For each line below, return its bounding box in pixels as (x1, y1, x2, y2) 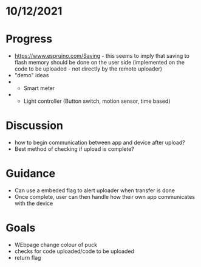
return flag (14, 254, 41, 261)
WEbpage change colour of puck (14, 241, 98, 248)
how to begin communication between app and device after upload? (14, 139, 186, 147)
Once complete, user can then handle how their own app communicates (14, 193, 196, 200)
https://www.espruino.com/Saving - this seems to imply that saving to (14, 52, 189, 60)
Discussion (5, 119, 63, 133)
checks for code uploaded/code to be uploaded (14, 248, 135, 255)
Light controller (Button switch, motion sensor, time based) (23, 97, 171, 105)
